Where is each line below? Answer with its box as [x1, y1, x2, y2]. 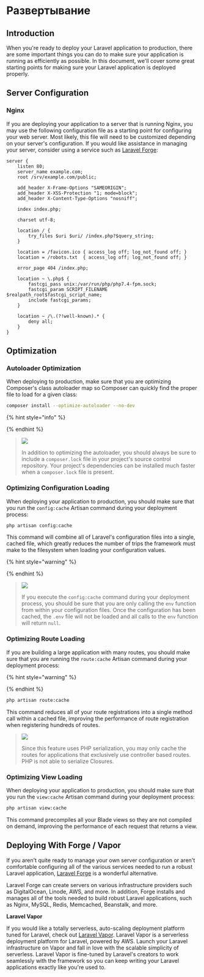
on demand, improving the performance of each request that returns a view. [6, 822, 197, 830]
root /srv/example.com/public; [17, 174, 97, 180]
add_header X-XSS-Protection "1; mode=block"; [17, 190, 138, 196]
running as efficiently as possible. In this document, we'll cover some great [6, 57, 195, 64]
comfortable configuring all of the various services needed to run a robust [6, 863, 193, 870]
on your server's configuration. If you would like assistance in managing [6, 139, 188, 147]
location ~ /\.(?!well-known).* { [17, 313, 105, 319]
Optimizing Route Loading [6, 635, 86, 643]
